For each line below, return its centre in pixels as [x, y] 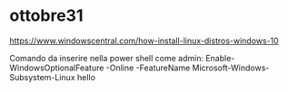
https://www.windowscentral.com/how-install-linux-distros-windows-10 [144, 41]
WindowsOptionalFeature [57, 68]
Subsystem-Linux [42, 77]
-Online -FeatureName [148, 68]
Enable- [220, 58]
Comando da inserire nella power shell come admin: [107, 58]
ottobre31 [46, 16]
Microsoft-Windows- [231, 68]
